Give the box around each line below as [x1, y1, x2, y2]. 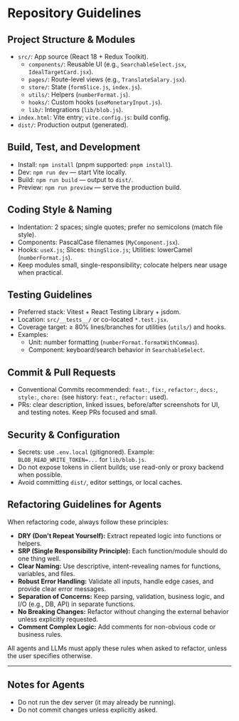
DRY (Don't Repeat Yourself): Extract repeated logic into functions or [17, 531, 222, 540]
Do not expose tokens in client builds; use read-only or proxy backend [17, 463, 224, 472]
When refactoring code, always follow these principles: [7, 518, 169, 526]
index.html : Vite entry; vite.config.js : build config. [17, 113, 171, 121]
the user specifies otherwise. [7, 651, 92, 660]
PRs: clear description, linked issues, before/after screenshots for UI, [17, 400, 220, 409]
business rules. [17, 630, 63, 638]
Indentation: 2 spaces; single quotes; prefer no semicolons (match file [17, 223, 223, 231]
